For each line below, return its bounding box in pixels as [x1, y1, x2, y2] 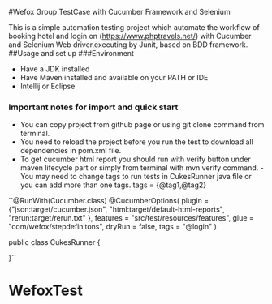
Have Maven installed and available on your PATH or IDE [19, 73, 209, 82]
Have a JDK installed [19, 64, 90, 74]
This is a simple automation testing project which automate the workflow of [8, 23, 260, 32]
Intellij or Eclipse [19, 81, 76, 91]
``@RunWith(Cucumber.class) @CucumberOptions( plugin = [8, 196, 209, 206]
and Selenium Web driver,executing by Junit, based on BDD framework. [8, 40, 248, 49]
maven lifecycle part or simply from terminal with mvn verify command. [19, 163, 259, 173]
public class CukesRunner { [8, 238, 101, 247]
